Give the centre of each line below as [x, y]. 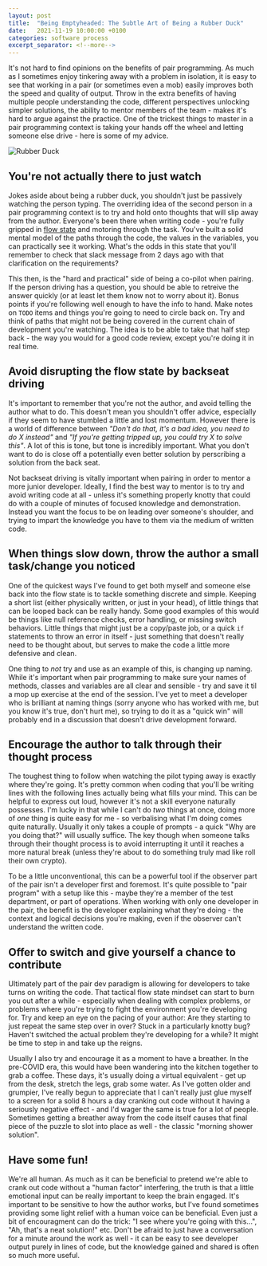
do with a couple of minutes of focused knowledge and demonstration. [125, 503]
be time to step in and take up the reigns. [76, 1043]
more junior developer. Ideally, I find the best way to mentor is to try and [126, 486]
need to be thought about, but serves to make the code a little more [119, 645]
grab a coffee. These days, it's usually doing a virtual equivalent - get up [128, 1075]
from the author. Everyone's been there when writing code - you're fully [126, 221]
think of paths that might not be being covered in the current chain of [122, 320]
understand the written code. [56, 927]
